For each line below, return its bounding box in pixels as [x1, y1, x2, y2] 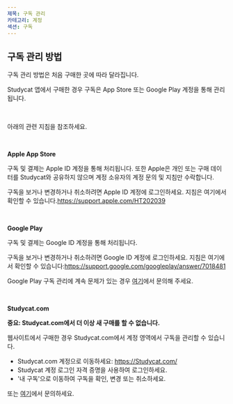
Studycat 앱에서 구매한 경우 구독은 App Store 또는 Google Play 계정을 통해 [7, 85, 212, 94]
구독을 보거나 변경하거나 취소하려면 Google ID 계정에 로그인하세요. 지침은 [7, 253, 207, 262]
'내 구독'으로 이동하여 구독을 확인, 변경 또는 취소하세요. [17, 375, 166, 383]
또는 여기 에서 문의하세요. [7, 389, 74, 398]
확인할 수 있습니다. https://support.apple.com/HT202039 [7, 197, 166, 205]
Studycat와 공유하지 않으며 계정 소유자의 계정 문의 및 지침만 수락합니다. [19, 173, 214, 181]
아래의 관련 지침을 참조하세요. [7, 123, 88, 131]
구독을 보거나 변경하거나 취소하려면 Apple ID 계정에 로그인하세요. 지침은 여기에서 [7, 188, 227, 196]
